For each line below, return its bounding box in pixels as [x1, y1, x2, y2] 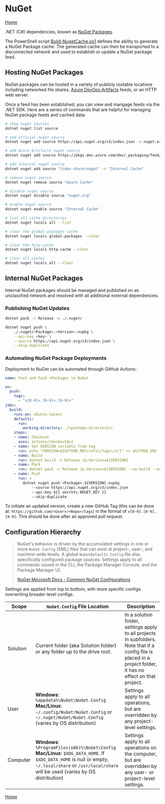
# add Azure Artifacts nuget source [5, 148, 80, 153]
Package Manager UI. [17, 567, 61, 573]
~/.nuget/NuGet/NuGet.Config [35, 715, 104, 720]
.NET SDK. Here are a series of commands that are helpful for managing [5, 106, 151, 112]
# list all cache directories [5, 216, 67, 221]
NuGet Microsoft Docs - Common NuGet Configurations [17, 577, 131, 582]
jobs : [5, 403, 16, 408]
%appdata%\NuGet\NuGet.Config [35, 698, 107, 703]
